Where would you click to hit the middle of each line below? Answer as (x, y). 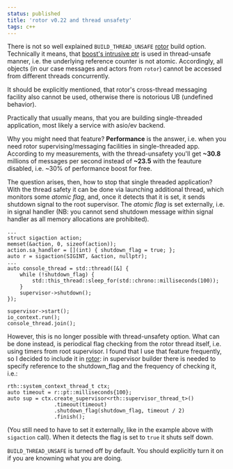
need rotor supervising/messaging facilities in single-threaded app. (104, 147)
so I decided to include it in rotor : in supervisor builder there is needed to (112, 359)
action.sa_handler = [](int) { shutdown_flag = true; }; (91, 251)
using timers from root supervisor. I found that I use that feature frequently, (115, 351)
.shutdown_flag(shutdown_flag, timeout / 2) (120, 411)
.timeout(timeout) (81, 405)
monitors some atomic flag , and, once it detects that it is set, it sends (106, 197)
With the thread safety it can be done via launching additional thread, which (116, 190)
